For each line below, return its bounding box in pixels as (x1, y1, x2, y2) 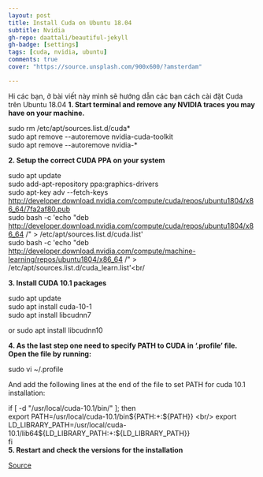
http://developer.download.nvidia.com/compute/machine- (8, 246, 196, 255)
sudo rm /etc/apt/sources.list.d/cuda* (8, 123, 131, 132)
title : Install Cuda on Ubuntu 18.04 (8, 19, 132, 27)
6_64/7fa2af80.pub (8, 204, 71, 214)
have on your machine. (8, 108, 85, 117)
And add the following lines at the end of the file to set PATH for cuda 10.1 (8, 379, 246, 389)
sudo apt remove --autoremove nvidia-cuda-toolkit (8, 132, 173, 141)
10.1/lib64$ (8, 428, 43, 438)
